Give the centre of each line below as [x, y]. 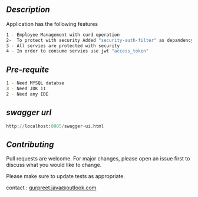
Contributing [30, 144]
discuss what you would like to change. [54, 165]
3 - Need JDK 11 [26, 88]
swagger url [29, 112]
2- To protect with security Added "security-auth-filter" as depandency [100, 40]
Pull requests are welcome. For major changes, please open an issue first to [98, 159]
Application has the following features [52, 24]
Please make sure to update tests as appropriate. [66, 176]
